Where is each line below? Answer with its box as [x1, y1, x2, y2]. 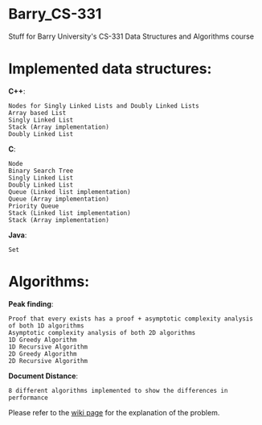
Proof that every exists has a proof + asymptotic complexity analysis [8, 315, 253, 323]
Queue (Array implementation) [8, 195, 110, 203]
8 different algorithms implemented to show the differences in [8, 386, 228, 394]
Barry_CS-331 [8, 5, 102, 23]
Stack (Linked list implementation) [8, 208, 131, 217]
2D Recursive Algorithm [8, 357, 88, 365]
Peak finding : [8, 299, 54, 308]
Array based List [8, 109, 67, 117]
